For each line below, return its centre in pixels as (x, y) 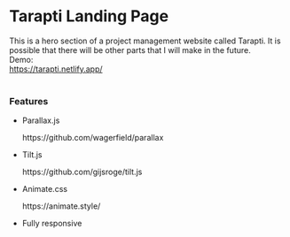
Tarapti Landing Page (89, 16)
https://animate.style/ (61, 206)
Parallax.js (41, 120)
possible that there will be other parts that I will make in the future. (130, 50)
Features (29, 101)
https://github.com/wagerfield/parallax (93, 138)
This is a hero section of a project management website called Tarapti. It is (145, 41)
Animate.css (45, 189)
